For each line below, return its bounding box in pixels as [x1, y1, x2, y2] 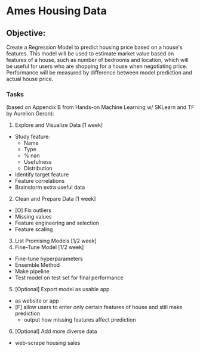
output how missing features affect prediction [23, 316, 136, 323]
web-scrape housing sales [14, 339, 81, 347]
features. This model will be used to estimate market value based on [6, 50, 174, 57]
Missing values [14, 213, 52, 220]
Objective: [6, 28, 46, 38]
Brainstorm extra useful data [14, 183, 85, 191]
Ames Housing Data [6, 4, 107, 18]
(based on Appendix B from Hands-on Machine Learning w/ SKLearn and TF [6, 104, 195, 111]
